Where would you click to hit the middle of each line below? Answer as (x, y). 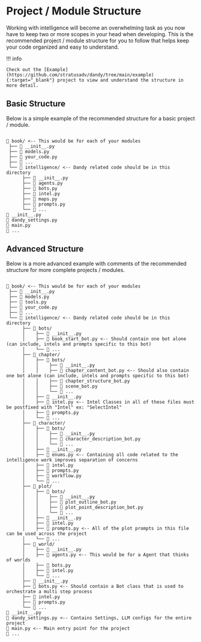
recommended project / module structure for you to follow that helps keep (98, 40)
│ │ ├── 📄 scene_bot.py (60, 386)
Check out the (24, 69)
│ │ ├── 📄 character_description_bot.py (81, 439)
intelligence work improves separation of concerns (72, 460)
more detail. (22, 85)
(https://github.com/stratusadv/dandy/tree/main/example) (80, 75)
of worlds (19, 560)
